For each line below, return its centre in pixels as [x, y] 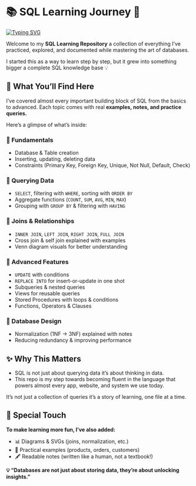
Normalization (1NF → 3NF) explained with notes [73, 334]
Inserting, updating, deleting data [55, 159]
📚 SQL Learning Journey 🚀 [73, 12]
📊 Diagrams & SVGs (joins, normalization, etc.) [72, 441]
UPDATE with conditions [42, 275]
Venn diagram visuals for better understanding [71, 246]
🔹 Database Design [34, 321]
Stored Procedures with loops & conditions [67, 299]
